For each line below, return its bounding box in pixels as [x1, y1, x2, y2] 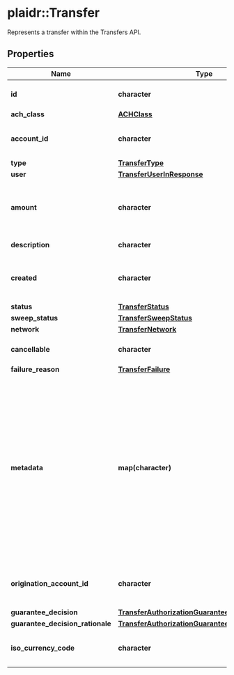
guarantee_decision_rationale [10, 619, 111, 628]
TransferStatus [118, 302, 169, 311]
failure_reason [10, 364, 60, 374]
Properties [7, 48, 54, 60]
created [10, 273, 37, 283]
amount [10, 202, 37, 212]
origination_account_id [10, 578, 89, 588]
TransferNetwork [118, 324, 177, 334]
